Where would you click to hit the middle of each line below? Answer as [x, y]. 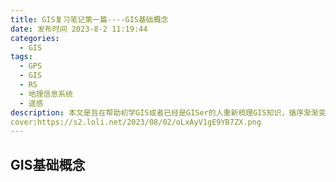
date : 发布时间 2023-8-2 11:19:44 [79, 29]
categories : [35, 38]
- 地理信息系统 [46, 94]
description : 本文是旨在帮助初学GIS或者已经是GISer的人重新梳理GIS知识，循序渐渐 [164, 112]
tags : [21, 57]
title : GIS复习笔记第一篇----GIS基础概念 [89, 19]
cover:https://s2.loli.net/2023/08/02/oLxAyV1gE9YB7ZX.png [136, 122]
